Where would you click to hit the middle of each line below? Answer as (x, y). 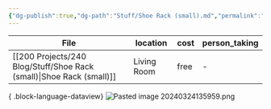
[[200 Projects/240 (50, 56)
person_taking (230, 42)
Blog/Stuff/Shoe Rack (53, 67)
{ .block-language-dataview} (56, 96)
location (151, 42)
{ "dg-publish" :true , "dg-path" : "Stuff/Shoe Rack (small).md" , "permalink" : (135, 16)
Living (144, 61)
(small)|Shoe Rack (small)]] (65, 76)
